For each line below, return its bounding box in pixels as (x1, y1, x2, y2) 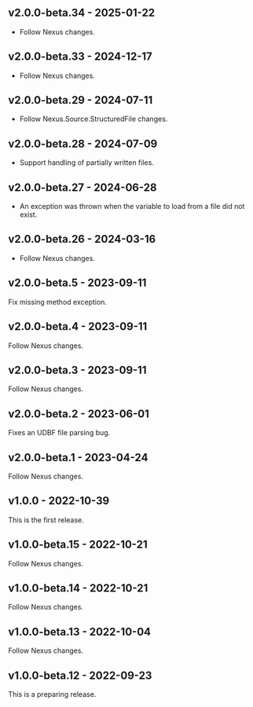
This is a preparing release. (8, 690, 97, 698)
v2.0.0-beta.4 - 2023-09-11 (8, 320, 148, 333)
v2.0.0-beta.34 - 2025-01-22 (8, 6, 156, 20)
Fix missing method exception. (8, 297, 108, 306)
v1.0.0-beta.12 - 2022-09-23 (8, 669, 152, 682)
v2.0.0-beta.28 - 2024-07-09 (8, 137, 158, 150)
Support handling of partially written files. (19, 158, 155, 167)
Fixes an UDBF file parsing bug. (8, 428, 111, 438)
